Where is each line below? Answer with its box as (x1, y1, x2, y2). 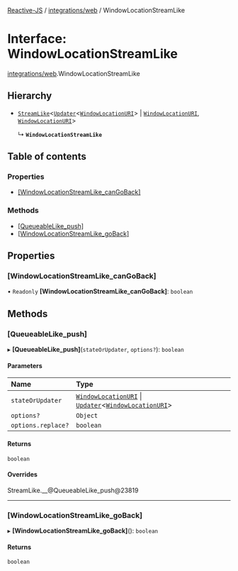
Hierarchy (7, 90, 52, 102)
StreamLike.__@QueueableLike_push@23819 (7, 486, 139, 494)
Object (75, 411, 98, 420)
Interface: (7, 31, 67, 47)
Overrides (7, 470, 38, 479)
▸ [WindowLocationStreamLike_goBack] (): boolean (7, 526, 158, 535)
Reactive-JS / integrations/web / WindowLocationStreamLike (7, 6, 186, 14)
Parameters (7, 361, 42, 370)
